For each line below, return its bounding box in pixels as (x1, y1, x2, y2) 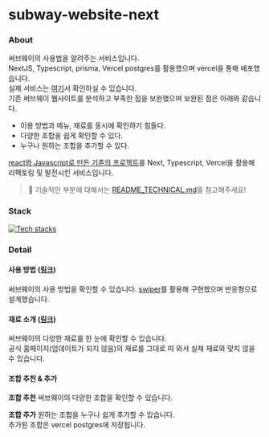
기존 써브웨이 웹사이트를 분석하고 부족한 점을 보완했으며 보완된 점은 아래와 (8, 94, 240, 104)
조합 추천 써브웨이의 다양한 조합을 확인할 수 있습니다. (8, 393, 173, 402)
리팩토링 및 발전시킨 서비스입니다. (8, 168, 114, 178)
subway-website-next (8, 6, 159, 24)
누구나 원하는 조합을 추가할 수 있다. (19, 141, 130, 150)
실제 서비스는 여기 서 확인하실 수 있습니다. (8, 84, 137, 93)
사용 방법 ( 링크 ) (8, 265, 56, 275)
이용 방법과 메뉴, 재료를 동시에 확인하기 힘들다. (19, 120, 166, 130)
